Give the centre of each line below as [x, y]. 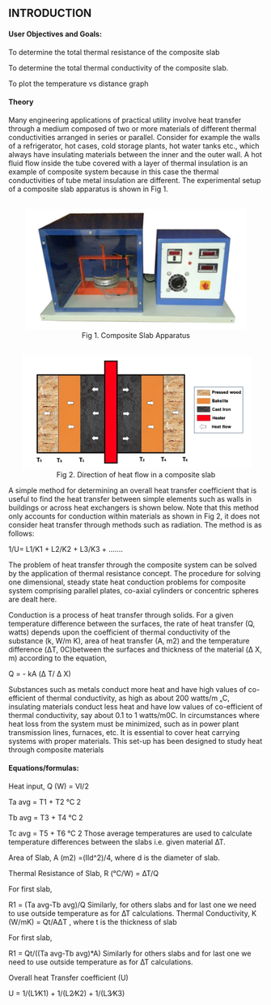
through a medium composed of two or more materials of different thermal [133, 128]
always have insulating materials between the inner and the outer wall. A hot [135, 154]
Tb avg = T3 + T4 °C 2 [46, 817]
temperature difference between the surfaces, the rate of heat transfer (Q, [132, 623]
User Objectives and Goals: [55, 34]
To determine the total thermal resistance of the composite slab [114, 52]
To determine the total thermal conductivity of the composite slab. [119, 67]
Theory [21, 102]
